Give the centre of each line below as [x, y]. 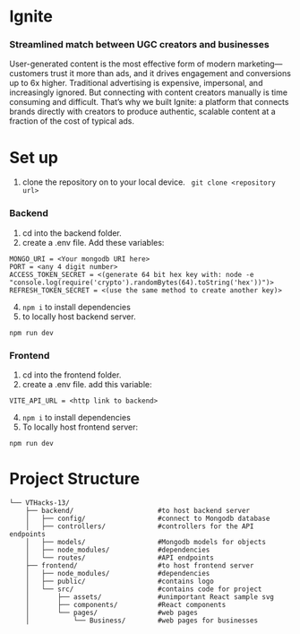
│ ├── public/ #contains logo [120, 581]
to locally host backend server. [79, 317]
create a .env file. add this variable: [87, 385]
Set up [34, 157]
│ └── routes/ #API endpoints [120, 558]
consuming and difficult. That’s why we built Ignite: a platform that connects [149, 102]
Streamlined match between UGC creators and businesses [140, 45]
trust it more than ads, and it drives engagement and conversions [171, 74]
